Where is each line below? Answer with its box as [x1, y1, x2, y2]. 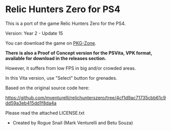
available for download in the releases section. [5, 55, 106, 61]
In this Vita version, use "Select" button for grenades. [5, 75, 117, 81]
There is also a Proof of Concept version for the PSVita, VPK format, [5, 50, 152, 56]
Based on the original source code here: [5, 85, 90, 91]
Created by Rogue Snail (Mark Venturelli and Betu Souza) [12, 119, 133, 125]
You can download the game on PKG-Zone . [5, 40, 96, 46]
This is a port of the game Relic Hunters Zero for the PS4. [5, 20, 126, 26]
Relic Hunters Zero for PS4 [5, 4, 121, 15]
